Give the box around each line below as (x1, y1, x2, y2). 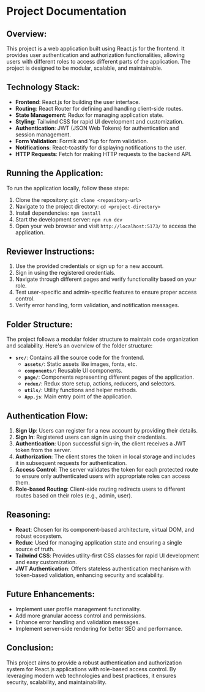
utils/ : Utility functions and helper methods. (24, 387, 138, 394)
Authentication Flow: (6, 411, 89, 421)
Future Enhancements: (6, 589, 95, 600)
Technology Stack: (6, 82, 80, 92)
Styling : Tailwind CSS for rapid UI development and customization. (15, 117, 184, 125)
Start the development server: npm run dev (15, 215, 122, 223)
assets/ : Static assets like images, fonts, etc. (24, 360, 138, 368)
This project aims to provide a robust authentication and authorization (6, 659, 182, 666)
